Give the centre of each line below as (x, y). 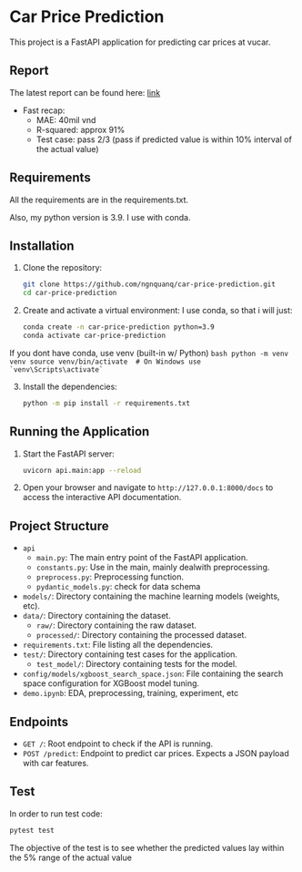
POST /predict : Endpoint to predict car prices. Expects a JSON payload (156, 754)
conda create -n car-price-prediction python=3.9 (119, 327)
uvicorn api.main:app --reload (82, 470)
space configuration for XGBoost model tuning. (111, 683)
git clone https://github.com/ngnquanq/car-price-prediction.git (149, 284)
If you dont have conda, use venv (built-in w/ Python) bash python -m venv (149, 353)
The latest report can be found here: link (85, 92)
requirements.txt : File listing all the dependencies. (118, 645)
